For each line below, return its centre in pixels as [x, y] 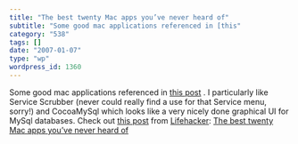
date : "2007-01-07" [46, 51]
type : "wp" [29, 59]
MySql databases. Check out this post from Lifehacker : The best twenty [141, 120]
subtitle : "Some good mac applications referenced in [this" [125, 26]
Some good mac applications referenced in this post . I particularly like [139, 92]
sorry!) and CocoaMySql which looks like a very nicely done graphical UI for [149, 111]
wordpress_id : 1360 [46, 68]
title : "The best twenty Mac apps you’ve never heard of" [119, 17]
